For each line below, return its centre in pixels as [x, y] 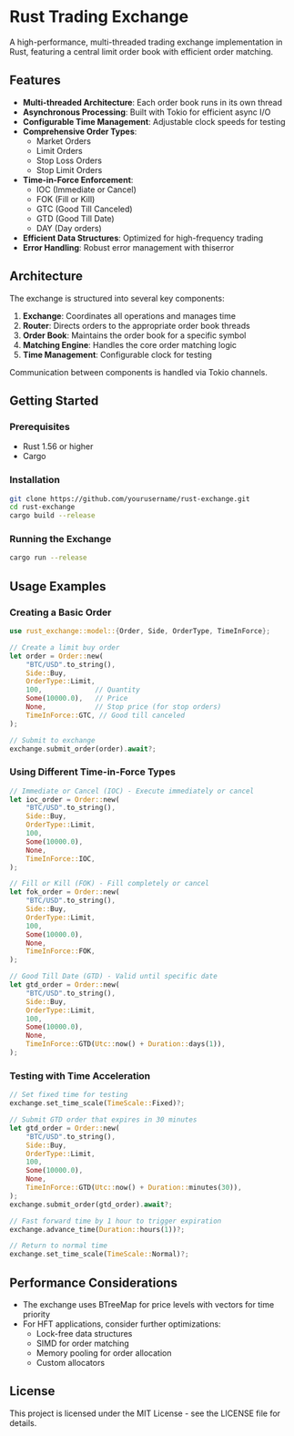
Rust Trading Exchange [99, 17]
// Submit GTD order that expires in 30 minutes [103, 1120]
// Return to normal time [58, 1246]
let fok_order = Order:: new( [65, 892]
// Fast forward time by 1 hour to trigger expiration [116, 1221]
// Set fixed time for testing [69, 1095]
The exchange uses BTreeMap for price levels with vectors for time [148, 1304]
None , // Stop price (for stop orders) [124, 707]
